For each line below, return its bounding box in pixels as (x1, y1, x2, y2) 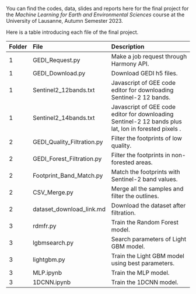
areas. (135, 158, 153, 166)
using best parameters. (111, 260, 175, 267)
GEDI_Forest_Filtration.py (33, 155, 102, 162)
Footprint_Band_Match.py (33, 172, 103, 179)
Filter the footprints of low (111, 134, 183, 142)
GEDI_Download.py (33, 70, 86, 77)
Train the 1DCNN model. (111, 278, 178, 286)
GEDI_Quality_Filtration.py (33, 138, 103, 146)
